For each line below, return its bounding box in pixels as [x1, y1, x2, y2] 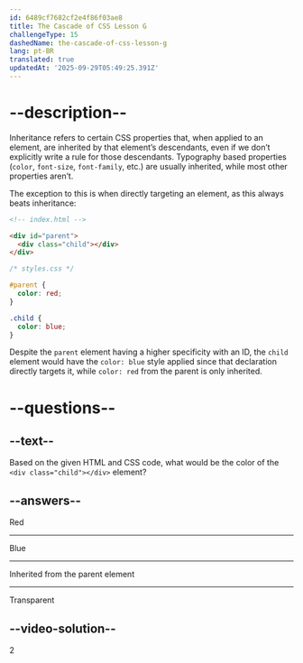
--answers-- [9, 493, 81, 508]
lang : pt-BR [9, 47, 54, 56]
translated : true [9, 55, 75, 64]
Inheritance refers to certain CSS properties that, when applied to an [9, 132, 263, 143]
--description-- [9, 103, 128, 123]
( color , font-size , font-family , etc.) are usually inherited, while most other [9, 161, 289, 171]
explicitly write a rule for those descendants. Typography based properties [9, 151, 287, 162]
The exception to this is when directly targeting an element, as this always [9, 188, 284, 198]
